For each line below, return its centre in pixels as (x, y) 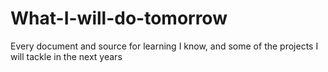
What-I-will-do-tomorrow (119, 18)
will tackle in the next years (66, 56)
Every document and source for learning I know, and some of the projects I (164, 46)
